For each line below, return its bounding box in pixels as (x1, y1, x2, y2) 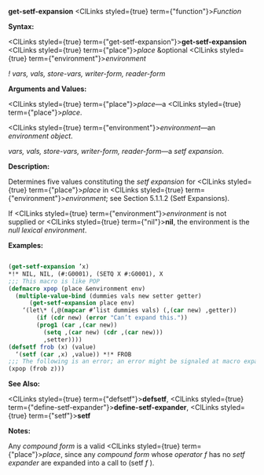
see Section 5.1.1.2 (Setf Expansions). (109, 194, 230, 203)
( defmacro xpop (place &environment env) (8, 284, 146, 293)
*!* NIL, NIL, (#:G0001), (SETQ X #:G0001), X (8, 270, 163, 278)
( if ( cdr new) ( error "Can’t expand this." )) (36, 314, 189, 322)
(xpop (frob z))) (8, 365, 65, 373)
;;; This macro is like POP (8, 277, 101, 285)
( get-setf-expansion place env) (28, 299, 135, 307)
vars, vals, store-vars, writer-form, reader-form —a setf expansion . (8, 147, 224, 155)
